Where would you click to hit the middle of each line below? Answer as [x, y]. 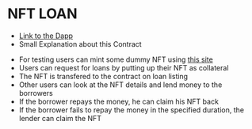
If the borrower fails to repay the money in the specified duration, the [132, 110]
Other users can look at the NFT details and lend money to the [120, 85]
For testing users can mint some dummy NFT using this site [116, 59]
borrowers [36, 93]
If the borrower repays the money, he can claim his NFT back [119, 101]
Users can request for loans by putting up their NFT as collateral [124, 67]
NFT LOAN [42, 14]
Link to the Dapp [46, 36]
